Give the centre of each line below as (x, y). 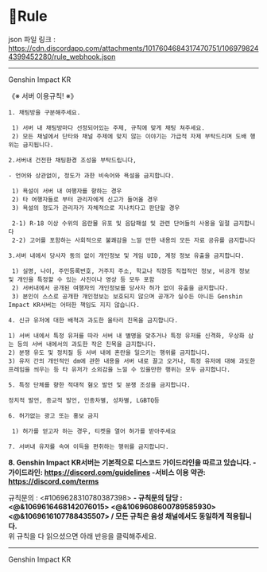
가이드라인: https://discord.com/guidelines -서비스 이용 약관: (107, 472)
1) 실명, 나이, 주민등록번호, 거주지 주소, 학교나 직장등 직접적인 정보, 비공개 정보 (131, 271)
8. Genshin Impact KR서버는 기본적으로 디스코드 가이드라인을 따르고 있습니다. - (132, 462)
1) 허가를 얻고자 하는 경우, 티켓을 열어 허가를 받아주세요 (94, 431)
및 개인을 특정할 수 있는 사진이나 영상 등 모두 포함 (81, 279)
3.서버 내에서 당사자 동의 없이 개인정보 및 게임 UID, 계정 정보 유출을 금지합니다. (126, 255)
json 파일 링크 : (32, 39)
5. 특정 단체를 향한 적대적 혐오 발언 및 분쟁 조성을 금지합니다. (99, 385)
